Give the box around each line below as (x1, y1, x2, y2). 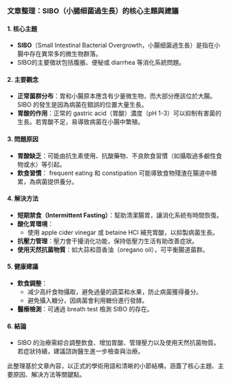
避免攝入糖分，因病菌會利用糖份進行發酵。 (27, 296, 148, 304)
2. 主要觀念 (7, 75, 39, 83)
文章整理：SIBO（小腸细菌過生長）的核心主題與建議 (7, 6, 179, 15)
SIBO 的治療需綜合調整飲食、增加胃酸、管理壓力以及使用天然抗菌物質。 (16, 339, 220, 347)
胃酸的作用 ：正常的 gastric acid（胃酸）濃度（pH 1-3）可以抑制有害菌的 (16, 109, 222, 118)
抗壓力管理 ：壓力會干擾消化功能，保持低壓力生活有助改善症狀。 (16, 236, 198, 245)
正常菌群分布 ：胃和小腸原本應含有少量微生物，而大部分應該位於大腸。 (16, 92, 217, 101)
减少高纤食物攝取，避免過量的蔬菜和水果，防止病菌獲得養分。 (27, 287, 203, 295)
